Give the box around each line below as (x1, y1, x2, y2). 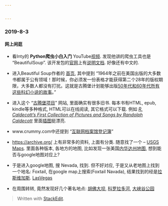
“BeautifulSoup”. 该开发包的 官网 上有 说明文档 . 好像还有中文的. (12, 59, 139, 65)
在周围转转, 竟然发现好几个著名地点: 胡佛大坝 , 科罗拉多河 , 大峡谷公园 (12, 185, 154, 191)
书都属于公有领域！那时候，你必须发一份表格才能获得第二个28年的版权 (12, 76, 159, 82)
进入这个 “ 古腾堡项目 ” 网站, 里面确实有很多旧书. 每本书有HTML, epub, (12, 99, 156, 106)
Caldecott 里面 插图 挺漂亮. (12, 118, 66, 124)
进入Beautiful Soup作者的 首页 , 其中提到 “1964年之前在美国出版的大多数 (12, 70, 161, 76)
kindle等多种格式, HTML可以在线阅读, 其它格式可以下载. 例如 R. (12, 106, 143, 112)
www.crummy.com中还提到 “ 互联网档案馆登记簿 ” (12, 128, 114, 134)
